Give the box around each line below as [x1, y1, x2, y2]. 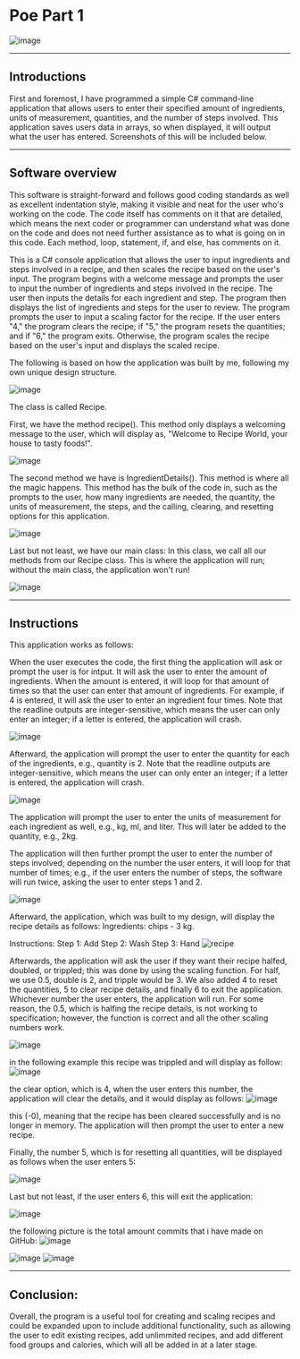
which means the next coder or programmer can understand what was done [9, 218, 290, 228]
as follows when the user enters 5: [9, 1157, 137, 1167]
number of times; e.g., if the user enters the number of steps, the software [9, 868, 283, 878]
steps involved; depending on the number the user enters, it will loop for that [9, 858, 291, 868]
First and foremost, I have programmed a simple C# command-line [9, 93, 254, 104]
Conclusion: [9, 1286, 79, 1303]
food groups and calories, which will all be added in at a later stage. [9, 1339, 258, 1350]
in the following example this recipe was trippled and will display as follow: [9, 1057, 283, 1068]
